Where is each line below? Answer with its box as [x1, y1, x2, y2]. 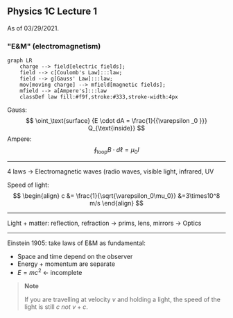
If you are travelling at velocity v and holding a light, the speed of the [24, 295, 221, 303]
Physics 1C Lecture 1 [7, 6, 98, 17]
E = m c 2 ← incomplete [17, 267, 83, 276]
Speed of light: [7, 181, 50, 189]
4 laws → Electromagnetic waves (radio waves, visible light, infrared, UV [7, 167, 214, 176]
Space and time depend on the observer [17, 252, 133, 260]
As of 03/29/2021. [7, 24, 59, 32]
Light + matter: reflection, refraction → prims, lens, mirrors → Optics [7, 219, 202, 227]
